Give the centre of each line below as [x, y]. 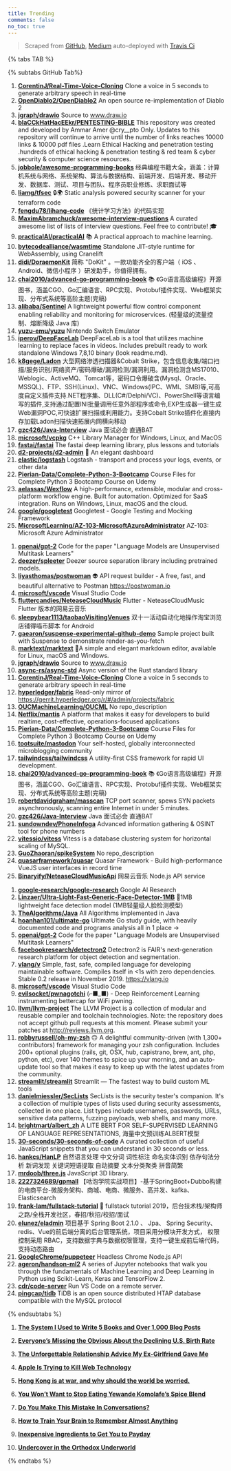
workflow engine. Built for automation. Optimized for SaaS [125, 496]
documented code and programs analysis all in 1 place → [98, 928]
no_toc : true [26, 26]
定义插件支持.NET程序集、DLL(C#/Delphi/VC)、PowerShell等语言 [122, 395]
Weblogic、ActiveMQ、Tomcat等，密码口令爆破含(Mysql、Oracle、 [114, 378]
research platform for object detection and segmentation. [99, 957]
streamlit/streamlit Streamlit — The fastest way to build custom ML [114, 1082]
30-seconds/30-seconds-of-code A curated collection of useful [111, 1142]
